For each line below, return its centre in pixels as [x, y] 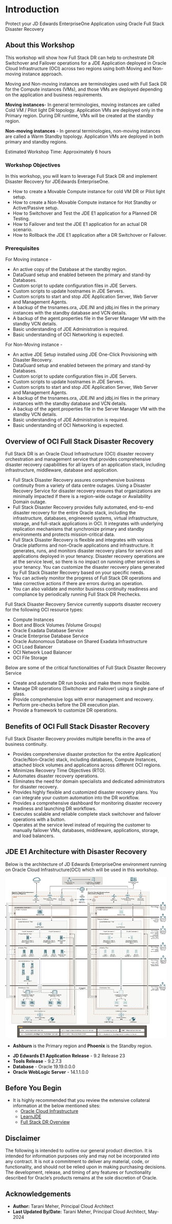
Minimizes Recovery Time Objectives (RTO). [59, 770]
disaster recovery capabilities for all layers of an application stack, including [85, 465]
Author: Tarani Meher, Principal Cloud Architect [63, 1206]
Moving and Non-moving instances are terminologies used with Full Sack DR [86, 84]
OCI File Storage [30, 658]
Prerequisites [22, 248]
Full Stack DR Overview [45, 1122]
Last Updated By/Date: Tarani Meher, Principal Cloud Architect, [80, 1211]
